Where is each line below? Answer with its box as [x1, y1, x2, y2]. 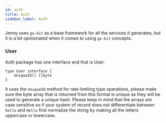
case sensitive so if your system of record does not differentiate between [5, 102, 155, 108]
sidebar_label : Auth [5, 16, 48, 21]
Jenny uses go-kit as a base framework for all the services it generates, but [5, 30, 161, 36]
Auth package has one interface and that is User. [5, 59, 105, 65]
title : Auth [5, 12, 30, 17]
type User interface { [5, 68, 52, 73]
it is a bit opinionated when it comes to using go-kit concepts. [5, 35, 132, 41]
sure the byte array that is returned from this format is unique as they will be [5, 91, 161, 97]
